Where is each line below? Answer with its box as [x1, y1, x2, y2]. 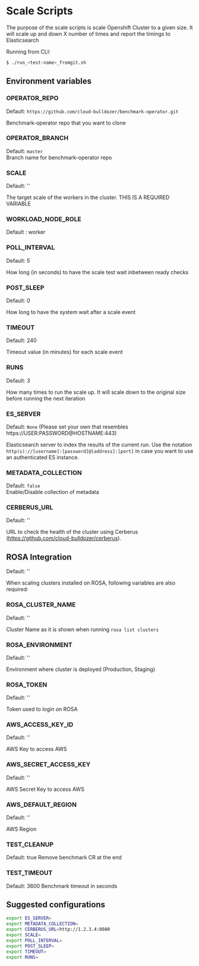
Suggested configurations [6, 900, 106, 910]
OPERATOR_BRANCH [6, 134, 69, 142]
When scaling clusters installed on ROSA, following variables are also [6, 579, 176, 586]
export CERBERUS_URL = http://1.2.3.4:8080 [6, 927, 110, 933]
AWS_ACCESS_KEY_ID [6, 720, 74, 729]
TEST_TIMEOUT [6, 869, 53, 877]
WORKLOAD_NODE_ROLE [6, 215, 81, 223]
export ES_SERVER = [6, 915, 52, 921]
